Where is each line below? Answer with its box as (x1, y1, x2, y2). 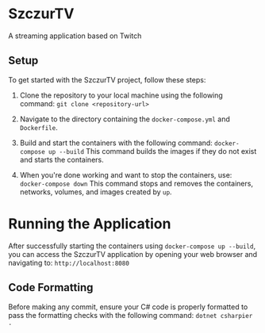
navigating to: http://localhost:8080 (8, 258, 129, 267)
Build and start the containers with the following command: (19, 138, 213, 147)
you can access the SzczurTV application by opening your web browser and (8, 249, 258, 258)
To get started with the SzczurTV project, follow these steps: (8, 75, 206, 84)
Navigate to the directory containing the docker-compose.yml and (19, 114, 230, 124)
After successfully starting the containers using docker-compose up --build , (8, 241, 256, 251)
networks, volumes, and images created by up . (19, 187, 172, 197)
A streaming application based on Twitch (8, 31, 142, 40)
